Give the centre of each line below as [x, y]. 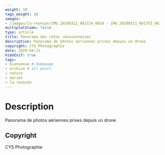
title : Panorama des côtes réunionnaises [48, 37]
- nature [14, 73]
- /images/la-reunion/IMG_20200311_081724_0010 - [57, 23]
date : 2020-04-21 [23, 50]
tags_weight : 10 [22, 14]
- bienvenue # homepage [29, 64]
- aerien [14, 78]
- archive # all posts [28, 69]
